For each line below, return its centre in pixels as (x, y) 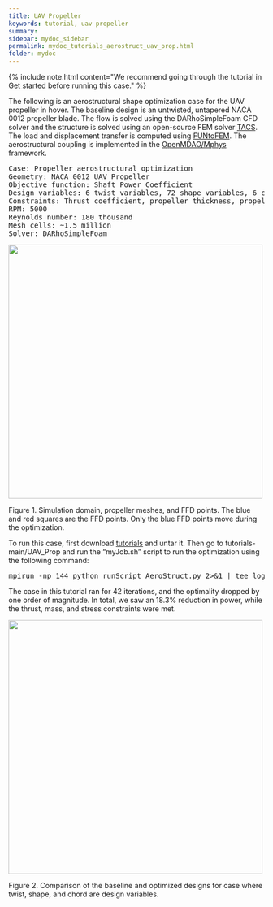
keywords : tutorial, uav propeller (69, 24)
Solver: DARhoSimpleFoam (58, 234)
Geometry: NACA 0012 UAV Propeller (79, 177)
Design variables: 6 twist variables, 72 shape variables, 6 (133, 193)
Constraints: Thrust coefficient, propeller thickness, (122, 201)
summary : (23, 31)
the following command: (49, 560)
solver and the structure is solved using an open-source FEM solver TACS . (133, 127)
